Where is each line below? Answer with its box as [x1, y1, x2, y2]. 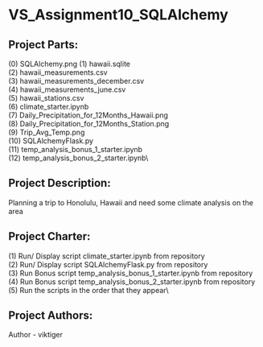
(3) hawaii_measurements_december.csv [8, 76, 145, 85]
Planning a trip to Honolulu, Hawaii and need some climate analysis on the [8, 197, 253, 207]
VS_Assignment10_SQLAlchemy [8, 6, 229, 24]
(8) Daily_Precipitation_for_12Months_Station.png [8, 119, 170, 128]
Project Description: [8, 176, 111, 190]
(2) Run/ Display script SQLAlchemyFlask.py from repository [8, 259, 208, 269]
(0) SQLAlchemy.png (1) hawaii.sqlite [8, 59, 131, 68]
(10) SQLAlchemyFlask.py [8, 136, 94, 146]
